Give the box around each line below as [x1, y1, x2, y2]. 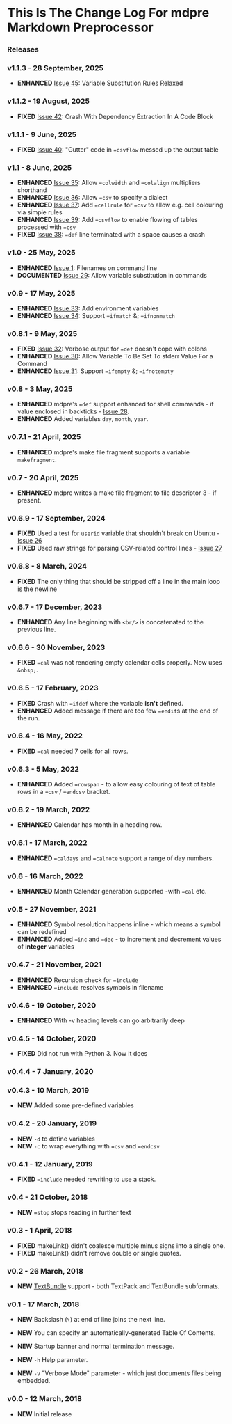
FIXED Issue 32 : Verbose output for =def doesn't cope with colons [17, 345, 207, 353]
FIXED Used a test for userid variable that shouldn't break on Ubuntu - [17, 529, 220, 537]
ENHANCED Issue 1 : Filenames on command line [17, 263, 158, 272]
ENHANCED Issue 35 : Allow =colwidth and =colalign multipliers [17, 179, 201, 187]
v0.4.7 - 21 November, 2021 [7, 960, 102, 970]
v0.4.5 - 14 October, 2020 [7, 1034, 97, 1043]
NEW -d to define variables [17, 1134, 95, 1143]
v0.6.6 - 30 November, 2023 [7, 642, 106, 652]
